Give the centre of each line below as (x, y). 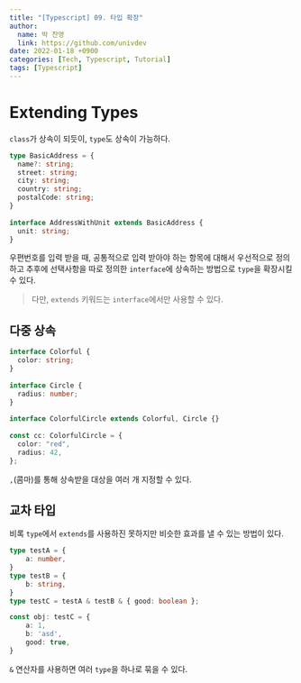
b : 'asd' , (44, 634)
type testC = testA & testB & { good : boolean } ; (105, 601)
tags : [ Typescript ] (46, 68)
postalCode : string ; (56, 198)
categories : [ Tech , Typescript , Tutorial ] (90, 59)
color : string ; (46, 360)
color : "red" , (44, 444)
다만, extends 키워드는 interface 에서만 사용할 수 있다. (127, 299)
